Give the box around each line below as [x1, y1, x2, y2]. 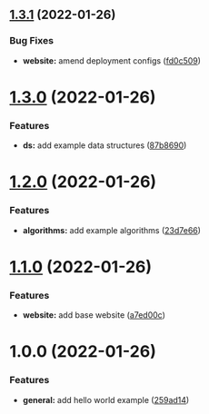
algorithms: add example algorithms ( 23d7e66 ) [22, 224, 202, 235]
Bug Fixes [9, 34, 55, 47]
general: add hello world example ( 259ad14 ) [22, 394, 190, 405]
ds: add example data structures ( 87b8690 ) [22, 140, 187, 151]
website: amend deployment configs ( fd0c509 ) [22, 54, 202, 66]
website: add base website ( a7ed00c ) [22, 310, 166, 320]
